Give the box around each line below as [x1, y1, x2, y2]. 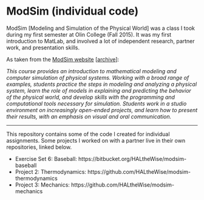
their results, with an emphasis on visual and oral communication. [6, 113, 172, 120]
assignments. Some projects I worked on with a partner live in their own [6, 137, 186, 144]
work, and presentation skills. [6, 44, 80, 51]
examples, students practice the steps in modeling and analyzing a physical [6, 80, 197, 88]
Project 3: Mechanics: [15, 181, 70, 188]
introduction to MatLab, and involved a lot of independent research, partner [6, 37, 195, 45]
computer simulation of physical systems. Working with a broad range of [6, 74, 189, 81]
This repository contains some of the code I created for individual [6, 130, 170, 138]
